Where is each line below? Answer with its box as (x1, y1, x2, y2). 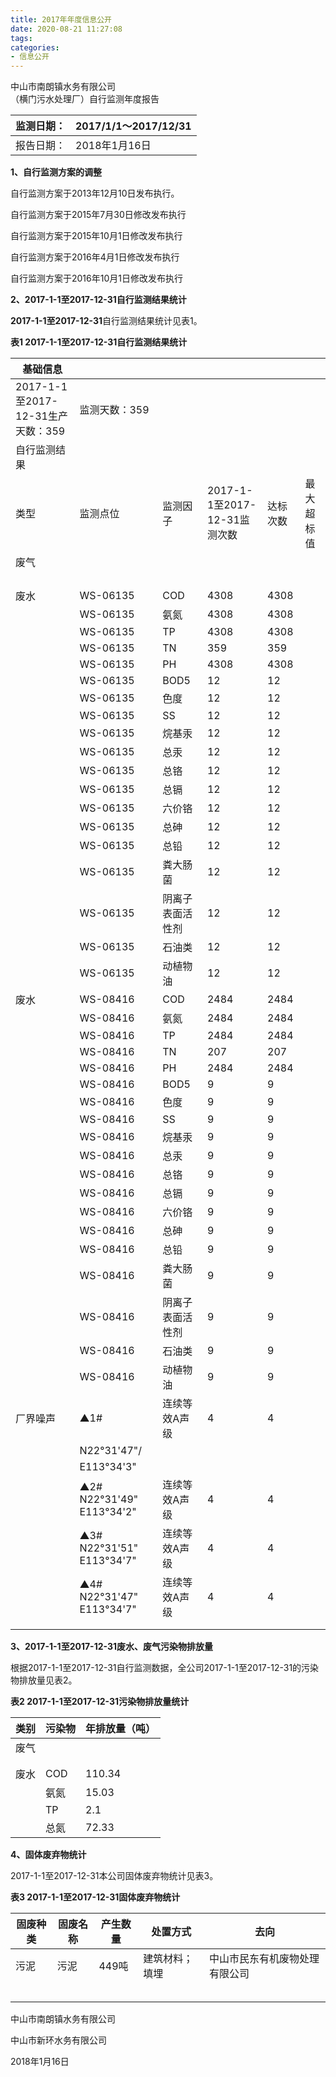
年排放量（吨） (85, 1722, 157, 1736)
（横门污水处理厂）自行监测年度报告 (10, 93, 160, 105)
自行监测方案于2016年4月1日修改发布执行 (10, 251, 180, 263)
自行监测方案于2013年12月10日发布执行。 (10, 187, 180, 200)
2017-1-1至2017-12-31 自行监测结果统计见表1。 (10, 315, 203, 327)
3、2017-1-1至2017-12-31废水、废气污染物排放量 (10, 1641, 214, 1653)
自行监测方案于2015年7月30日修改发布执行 (10, 209, 187, 221)
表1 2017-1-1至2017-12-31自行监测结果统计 (10, 336, 188, 348)
